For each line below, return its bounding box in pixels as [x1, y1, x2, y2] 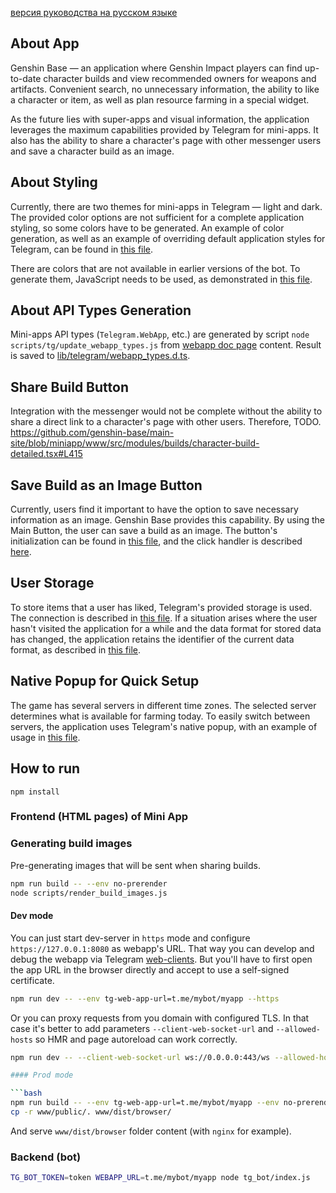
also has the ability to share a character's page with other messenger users [10, 134, 322, 146]
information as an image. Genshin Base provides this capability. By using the [10, 514, 326, 526]
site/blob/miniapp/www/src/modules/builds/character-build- [10, 437, 260, 449]
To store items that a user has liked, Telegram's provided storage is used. [10, 601, 313, 613]
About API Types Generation [10, 302, 192, 319]
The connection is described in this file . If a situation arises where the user [10, 612, 318, 624]
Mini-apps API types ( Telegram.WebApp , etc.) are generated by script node [10, 328, 310, 341]
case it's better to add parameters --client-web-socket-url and [10, 1022, 274, 1034]
